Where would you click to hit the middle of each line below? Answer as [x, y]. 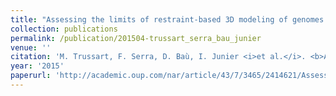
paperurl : [31, 76]
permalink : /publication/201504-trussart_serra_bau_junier [136, 38]
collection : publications [64, 29]
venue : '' [31, 47]
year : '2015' [37, 66]
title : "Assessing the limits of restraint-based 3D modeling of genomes [167, 19]
